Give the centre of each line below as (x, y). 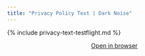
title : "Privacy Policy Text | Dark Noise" (70, 13)
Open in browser (114, 45)
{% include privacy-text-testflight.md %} (64, 32)
